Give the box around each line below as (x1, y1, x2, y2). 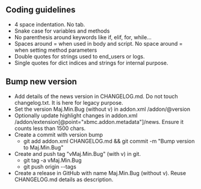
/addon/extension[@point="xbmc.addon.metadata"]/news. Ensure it (14, 118, 184, 125)
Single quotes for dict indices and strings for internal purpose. (14, 59, 169, 66)
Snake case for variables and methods (14, 27, 110, 34)
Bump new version (5, 76, 78, 87)
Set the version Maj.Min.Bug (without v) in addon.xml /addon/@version (14, 105, 191, 113)
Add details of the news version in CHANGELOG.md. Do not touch (14, 93, 178, 100)
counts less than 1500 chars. (14, 125, 86, 132)
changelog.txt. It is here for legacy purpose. (14, 99, 123, 106)
